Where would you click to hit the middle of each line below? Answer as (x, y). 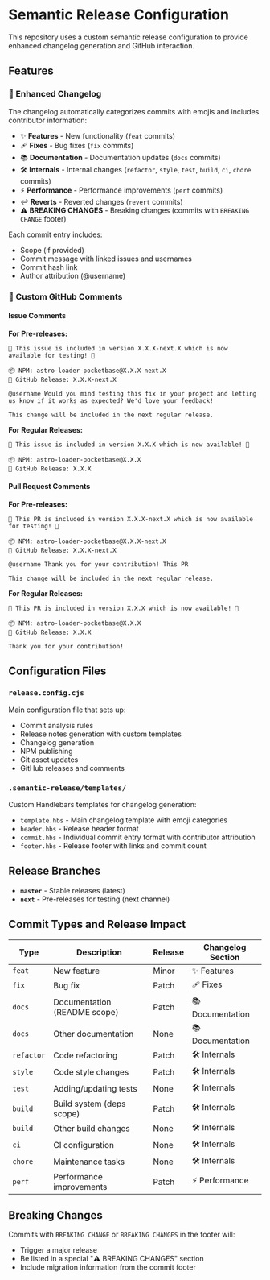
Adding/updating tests (96, 1089)
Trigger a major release (59, 1250)
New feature (77, 971)
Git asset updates (49, 760)
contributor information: (48, 120)
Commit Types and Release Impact (97, 924)
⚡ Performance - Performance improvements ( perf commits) (121, 190)
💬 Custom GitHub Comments (65, 296)
